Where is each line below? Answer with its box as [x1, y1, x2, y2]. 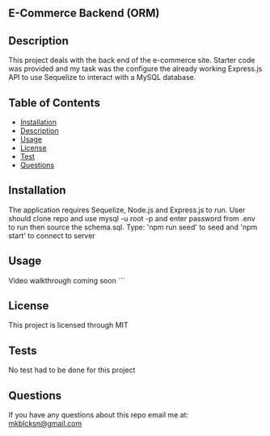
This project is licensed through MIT [8, 321, 129, 330]
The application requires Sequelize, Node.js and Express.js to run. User [8, 205, 246, 215]
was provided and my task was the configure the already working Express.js [8, 64, 263, 73]
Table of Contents [8, 96, 101, 110]
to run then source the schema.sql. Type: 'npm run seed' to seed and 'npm [8, 222, 258, 232]
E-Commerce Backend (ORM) [8, 6, 160, 20]
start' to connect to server [8, 230, 95, 241]
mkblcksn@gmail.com [8, 419, 82, 429]
